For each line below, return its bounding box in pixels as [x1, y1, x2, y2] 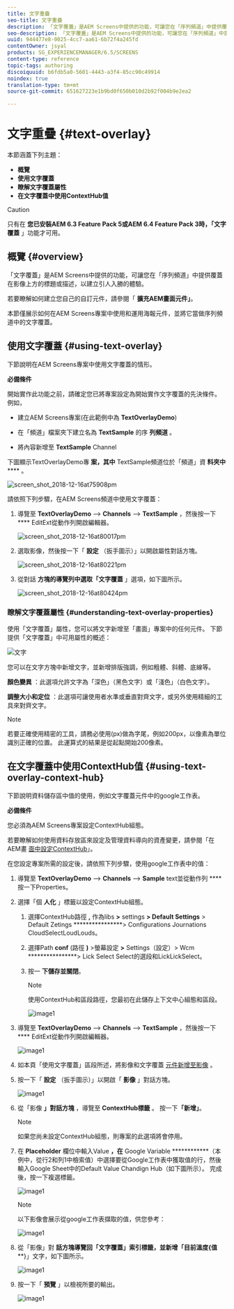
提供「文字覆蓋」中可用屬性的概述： [7, 633, 111, 641]
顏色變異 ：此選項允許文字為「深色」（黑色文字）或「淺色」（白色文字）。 [7, 678, 214, 686]
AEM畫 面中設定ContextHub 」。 [7, 844, 97, 852]
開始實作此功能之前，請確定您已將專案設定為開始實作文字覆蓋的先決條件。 [7, 390, 221, 398]
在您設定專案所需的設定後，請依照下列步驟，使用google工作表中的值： [7, 859, 210, 868]
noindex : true [7, 75, 49, 82]
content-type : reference [7, 56, 79, 63]
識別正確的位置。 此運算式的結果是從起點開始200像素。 [7, 738, 167, 747]
